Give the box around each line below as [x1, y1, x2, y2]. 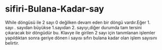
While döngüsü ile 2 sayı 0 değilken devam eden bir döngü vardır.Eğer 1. [5, 19, 151, 25]
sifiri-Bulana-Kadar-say [5, 3, 104, 15]
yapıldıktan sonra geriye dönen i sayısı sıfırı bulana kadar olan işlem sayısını [5, 35, 158, 41]
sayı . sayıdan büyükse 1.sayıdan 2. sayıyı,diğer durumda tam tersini [5, 24, 142, 30]
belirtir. [5, 40, 20, 46]
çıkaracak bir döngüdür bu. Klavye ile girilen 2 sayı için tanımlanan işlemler [5, 30, 156, 35]
